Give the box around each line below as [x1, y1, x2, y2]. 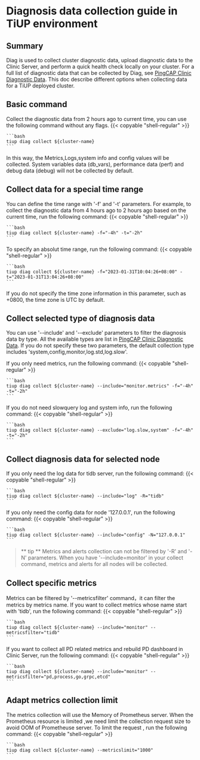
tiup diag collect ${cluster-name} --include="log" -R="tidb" [6, 493, 164, 499]
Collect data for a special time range [6, 184, 143, 195]
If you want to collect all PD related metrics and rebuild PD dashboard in [6, 646, 183, 653]
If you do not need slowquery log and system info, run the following [6, 404, 173, 411]
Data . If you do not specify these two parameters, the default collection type [6, 342, 194, 349]
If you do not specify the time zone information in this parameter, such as [6, 289, 186, 297]
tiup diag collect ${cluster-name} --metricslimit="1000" [6, 747, 153, 753]
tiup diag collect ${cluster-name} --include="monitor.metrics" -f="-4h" [6, 383, 194, 389]
